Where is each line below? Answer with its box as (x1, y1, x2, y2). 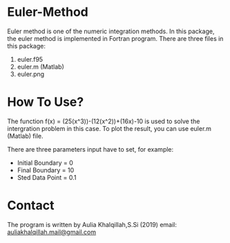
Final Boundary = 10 (17, 165, 75, 174)
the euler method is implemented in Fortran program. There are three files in (7, 34, 224, 42)
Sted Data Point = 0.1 (17, 173, 77, 181)
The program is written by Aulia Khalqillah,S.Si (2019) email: (7, 220, 178, 228)
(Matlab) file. (7, 132, 44, 140)
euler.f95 (17, 55, 44, 63)
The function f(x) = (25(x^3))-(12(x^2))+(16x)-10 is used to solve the (7, 117, 200, 125)
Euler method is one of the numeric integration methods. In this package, (7, 27, 215, 35)
